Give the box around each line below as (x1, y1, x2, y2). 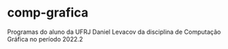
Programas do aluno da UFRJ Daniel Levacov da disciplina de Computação (7, 28, 221, 36)
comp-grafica (7, 5, 89, 21)
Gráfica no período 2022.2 (7, 35, 83, 43)
